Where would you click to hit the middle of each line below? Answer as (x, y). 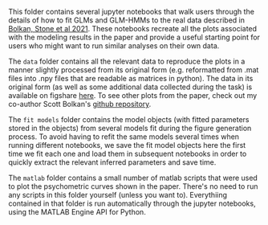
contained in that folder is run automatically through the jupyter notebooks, (132, 203)
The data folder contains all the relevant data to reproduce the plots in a (127, 61)
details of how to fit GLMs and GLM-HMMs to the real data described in (126, 20)
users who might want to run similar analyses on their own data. (114, 46)
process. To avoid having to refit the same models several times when (124, 137)
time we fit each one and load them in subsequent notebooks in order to (128, 153)
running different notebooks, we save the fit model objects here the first (127, 145)
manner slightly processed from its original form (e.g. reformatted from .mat (134, 70)
